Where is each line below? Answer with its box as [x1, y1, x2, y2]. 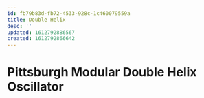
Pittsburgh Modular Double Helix [7, 65, 197, 80]
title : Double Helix [7, 16, 67, 23]
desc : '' [7, 22, 32, 29]
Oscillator [7, 79, 64, 95]
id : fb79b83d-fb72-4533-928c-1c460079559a [7, 10, 131, 17]
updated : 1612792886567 [7, 29, 76, 36]
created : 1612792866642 [7, 35, 76, 42]
